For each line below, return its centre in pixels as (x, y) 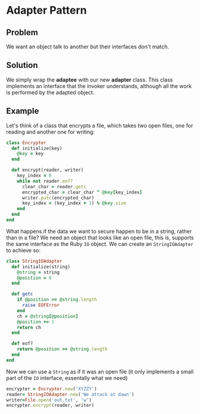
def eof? (22, 344)
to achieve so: (23, 250)
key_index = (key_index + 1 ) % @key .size (74, 203)
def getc (22, 294)
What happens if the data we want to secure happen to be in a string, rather (99, 231)
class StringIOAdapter (34, 261)
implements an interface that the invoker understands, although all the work (99, 86)
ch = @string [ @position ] (48, 316)
